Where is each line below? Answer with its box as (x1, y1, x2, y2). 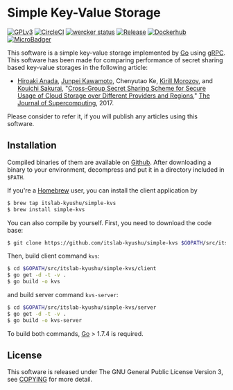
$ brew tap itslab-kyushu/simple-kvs (7, 200, 116, 206)
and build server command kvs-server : (7, 291, 119, 299)
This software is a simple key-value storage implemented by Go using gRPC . (7, 48, 226, 57)
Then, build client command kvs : (7, 251, 100, 260)
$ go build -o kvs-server (7, 317, 82, 323)
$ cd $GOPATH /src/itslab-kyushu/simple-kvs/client (7, 265, 157, 272)
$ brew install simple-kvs (7, 206, 85, 213)
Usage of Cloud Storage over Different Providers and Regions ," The (17, 91, 210, 100)
